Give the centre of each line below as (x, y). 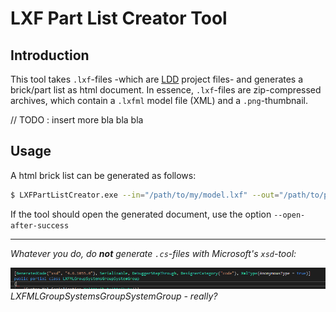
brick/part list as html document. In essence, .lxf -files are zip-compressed (166, 90)
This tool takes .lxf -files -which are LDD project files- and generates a (157, 79)
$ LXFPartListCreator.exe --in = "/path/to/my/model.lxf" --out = (145, 195)
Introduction (50, 55)
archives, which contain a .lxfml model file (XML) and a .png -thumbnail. (159, 100)
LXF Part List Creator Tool (119, 18)
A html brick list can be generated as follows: (103, 175)
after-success (40, 225)
